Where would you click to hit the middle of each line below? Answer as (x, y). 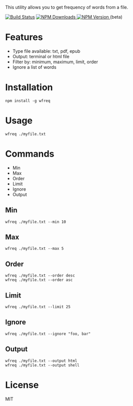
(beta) (116, 17)
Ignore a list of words (34, 67)
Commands (30, 154)
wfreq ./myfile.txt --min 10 (36, 222)
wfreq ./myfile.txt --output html (41, 361)
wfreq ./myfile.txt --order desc (40, 276)
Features (24, 37)
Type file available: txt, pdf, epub (46, 51)
